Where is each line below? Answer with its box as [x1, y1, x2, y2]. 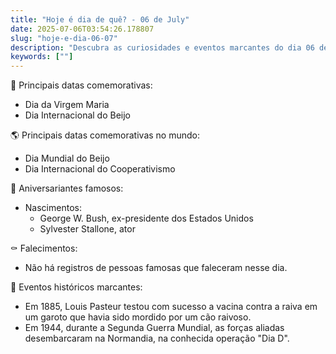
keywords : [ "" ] [10, 52, 74, 62]
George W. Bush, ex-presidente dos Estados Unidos [39, 212, 254, 225]
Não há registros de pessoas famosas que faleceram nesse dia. [24, 262, 288, 274]
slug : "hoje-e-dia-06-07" [10, 33, 118, 43]
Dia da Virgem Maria [24, 99, 110, 111]
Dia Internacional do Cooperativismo [24, 163, 176, 175]
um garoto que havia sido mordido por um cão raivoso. [24, 311, 252, 323]
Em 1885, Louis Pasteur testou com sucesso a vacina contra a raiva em [24, 301, 318, 313]
